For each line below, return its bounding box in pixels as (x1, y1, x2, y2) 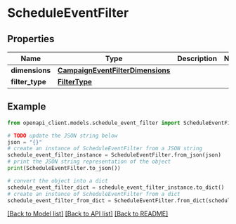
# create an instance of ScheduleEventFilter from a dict (7, 190, 181, 197)
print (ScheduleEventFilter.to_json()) (7, 165, 121, 172)
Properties (7, 33, 55, 45)
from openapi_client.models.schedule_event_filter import (7, 119, 181, 126)
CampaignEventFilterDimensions (57, 65, 171, 75)
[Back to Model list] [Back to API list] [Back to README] (7, 209, 169, 218)
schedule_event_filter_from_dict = (7, 197, 112, 204)
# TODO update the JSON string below (7, 132, 118, 139)
